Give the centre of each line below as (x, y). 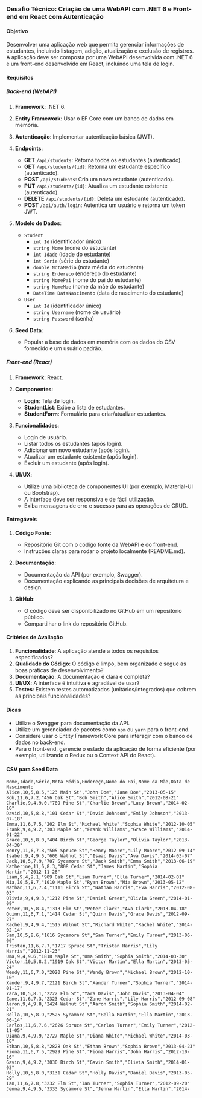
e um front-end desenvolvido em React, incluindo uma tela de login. (90, 64)
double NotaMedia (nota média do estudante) (88, 267)
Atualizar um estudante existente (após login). (81, 456)
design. (33, 587)
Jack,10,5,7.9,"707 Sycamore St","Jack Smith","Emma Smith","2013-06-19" (101, 861)
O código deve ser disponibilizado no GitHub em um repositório (103, 610)
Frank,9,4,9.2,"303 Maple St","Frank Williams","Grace (77, 830)
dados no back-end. (40, 742)
